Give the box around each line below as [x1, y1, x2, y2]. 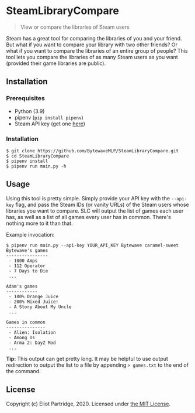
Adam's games [6, 283, 38, 289]
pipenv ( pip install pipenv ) [14, 114, 83, 121]
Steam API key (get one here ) [14, 120, 86, 127]
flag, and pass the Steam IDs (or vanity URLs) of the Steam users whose [15, 201, 189, 208]
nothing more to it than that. [6, 220, 73, 227]
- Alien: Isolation [8, 329, 57, 335]
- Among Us [8, 335, 35, 340]
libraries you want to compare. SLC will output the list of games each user [6, 207, 184, 214]
